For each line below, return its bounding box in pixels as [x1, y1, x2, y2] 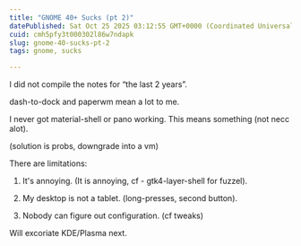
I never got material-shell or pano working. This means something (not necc [9, 114, 289, 125]
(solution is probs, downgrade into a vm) [9, 141, 159, 152]
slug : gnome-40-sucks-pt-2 [9, 38, 110, 48]
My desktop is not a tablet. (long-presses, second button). [21, 193, 238, 204]
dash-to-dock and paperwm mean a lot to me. [9, 96, 180, 108]
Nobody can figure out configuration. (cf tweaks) [21, 210, 204, 221]
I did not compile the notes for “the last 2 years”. [9, 79, 188, 90]
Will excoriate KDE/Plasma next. [9, 228, 127, 239]
